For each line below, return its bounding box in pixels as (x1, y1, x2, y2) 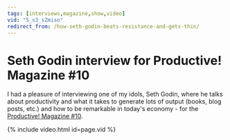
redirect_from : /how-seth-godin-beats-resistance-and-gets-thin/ (7, 23, 200, 30)
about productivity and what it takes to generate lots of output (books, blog (7, 97, 222, 106)
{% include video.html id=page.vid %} (7, 126, 116, 134)
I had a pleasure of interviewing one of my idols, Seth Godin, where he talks (7, 90, 223, 99)
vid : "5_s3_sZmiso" (7, 17, 64, 23)
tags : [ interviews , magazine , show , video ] (7, 10, 126, 17)
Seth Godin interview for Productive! (7, 52, 222, 68)
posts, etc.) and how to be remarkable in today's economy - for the (7, 105, 199, 113)
